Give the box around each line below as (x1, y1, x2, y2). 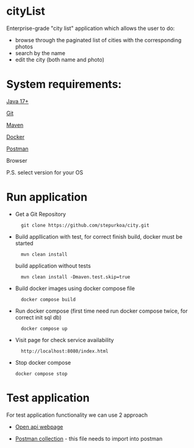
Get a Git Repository (15, 210, 66, 218)
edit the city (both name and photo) (15, 56, 105, 63)
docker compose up (21, 326, 68, 332)
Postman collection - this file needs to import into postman (15, 435, 163, 442)
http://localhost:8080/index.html (21, 348, 109, 354)
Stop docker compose (15, 359, 71, 366)
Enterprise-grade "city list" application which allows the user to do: (6, 24, 175, 32)
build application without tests (15, 262, 92, 269)
